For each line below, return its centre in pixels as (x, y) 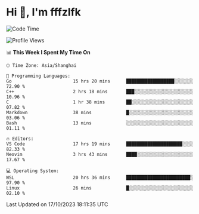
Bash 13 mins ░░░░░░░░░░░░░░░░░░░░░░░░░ (100, 123)
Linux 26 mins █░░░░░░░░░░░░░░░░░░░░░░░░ (100, 188)
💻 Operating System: (33, 171)
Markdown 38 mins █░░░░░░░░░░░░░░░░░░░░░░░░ (100, 112)
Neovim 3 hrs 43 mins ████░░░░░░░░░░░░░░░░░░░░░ (100, 154)
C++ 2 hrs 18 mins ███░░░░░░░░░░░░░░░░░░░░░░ (100, 91)
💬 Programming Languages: (38, 76)
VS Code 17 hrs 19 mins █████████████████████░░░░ (100, 144)
